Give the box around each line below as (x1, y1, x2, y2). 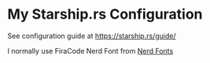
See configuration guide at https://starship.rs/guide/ (7, 31, 176, 40)
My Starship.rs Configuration (7, 5, 203, 23)
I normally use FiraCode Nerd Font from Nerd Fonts (7, 46, 174, 55)
